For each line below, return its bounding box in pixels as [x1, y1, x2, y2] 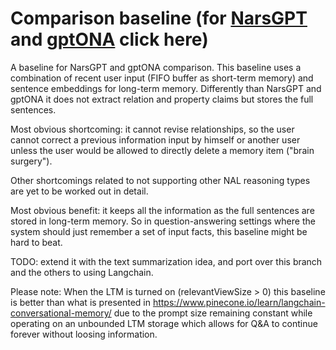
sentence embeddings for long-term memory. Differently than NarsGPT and [10, 82, 322, 94]
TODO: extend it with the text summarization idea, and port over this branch [10, 255, 323, 267]
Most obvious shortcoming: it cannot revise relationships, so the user [10, 123, 295, 135]
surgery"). [10, 155, 53, 167]
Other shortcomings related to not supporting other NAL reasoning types [10, 174, 311, 186]
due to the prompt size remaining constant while [113, 307, 313, 319]
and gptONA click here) [10, 28, 209, 51]
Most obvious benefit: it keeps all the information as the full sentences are [10, 204, 315, 216]
